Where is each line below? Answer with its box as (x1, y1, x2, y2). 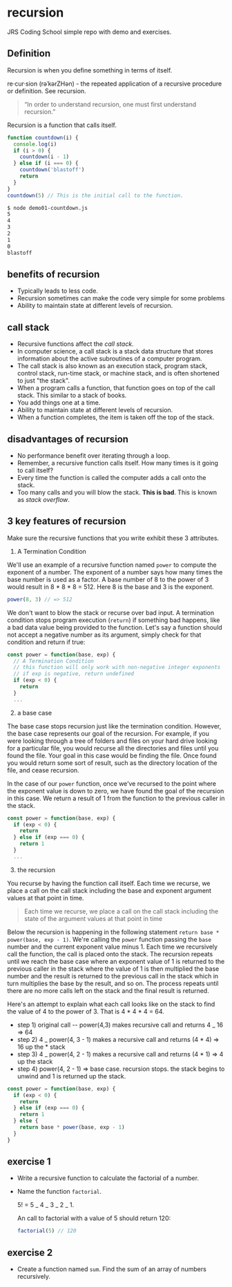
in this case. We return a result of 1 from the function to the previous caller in (7, 794, 225, 802)
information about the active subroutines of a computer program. (17, 354, 202, 363)
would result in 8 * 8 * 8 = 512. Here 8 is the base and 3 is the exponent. (7, 582, 214, 591)
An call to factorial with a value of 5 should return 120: (17, 1214, 171, 1223)
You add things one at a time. (17, 398, 101, 407)
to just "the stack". (17, 376, 70, 385)
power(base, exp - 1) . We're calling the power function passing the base (7, 935, 212, 943)
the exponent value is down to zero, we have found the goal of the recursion (7, 786, 224, 795)
